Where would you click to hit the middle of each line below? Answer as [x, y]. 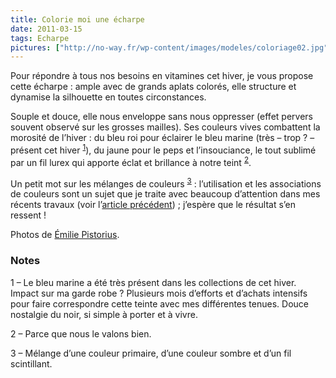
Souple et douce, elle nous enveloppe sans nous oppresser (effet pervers [161, 117]
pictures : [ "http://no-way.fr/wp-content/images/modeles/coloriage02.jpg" [169, 47]
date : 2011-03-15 [46, 29]
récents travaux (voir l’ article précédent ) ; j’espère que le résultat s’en [153, 205]
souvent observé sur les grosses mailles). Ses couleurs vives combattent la [165, 127]
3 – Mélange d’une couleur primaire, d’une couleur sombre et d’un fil [151, 353]
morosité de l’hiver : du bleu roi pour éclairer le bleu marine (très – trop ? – [162, 138]
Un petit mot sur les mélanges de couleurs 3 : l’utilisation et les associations [166, 183]
